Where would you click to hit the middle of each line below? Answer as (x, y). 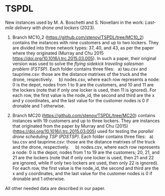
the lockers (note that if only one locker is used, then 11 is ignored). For (84, 90)
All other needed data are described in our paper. (55, 188)
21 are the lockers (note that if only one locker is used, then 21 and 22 (83, 157)
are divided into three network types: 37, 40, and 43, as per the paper (83, 48)
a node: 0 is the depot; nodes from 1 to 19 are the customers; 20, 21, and (86, 152)
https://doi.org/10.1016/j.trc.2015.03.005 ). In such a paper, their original (84, 58)
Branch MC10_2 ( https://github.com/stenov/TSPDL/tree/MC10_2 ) (78, 37)
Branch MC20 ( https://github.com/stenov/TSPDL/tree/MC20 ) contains (84, 115)
